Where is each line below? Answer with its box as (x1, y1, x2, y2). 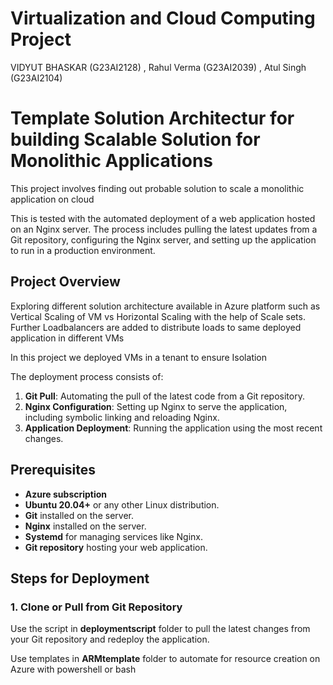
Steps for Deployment (10, 570, 150, 587)
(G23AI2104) (10, 72, 63, 84)
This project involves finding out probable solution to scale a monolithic (10, 182, 305, 194)
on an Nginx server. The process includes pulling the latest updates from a (10, 223, 318, 235)
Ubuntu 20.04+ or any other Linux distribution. (24, 498, 220, 511)
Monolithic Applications (10, 150, 213, 172)
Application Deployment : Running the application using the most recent (24, 422, 323, 434)
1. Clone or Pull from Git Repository (10, 600, 183, 614)
